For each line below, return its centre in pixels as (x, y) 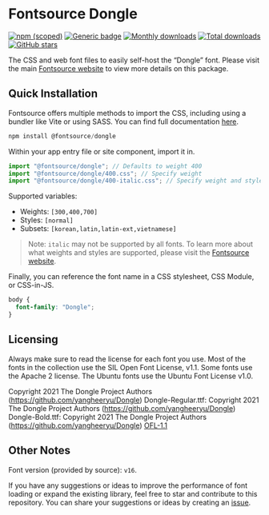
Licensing (33, 339)
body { (19, 300)
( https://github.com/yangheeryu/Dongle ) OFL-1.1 (88, 425)
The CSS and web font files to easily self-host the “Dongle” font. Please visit (134, 60)
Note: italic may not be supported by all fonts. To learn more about (141, 244)
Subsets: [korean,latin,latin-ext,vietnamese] (98, 229)
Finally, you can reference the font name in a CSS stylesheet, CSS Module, (131, 277)
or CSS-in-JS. (31, 285)
